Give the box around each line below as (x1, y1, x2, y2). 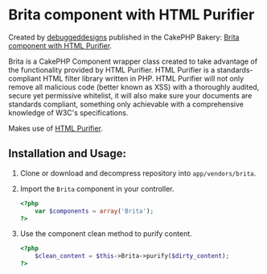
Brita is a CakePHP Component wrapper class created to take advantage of (8, 56, 258, 66)
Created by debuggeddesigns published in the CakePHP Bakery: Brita (8, 32, 240, 42)
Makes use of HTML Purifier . (8, 123, 103, 133)
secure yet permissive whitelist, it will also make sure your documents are (8, 90, 253, 100)
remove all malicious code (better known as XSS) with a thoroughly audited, (8, 82, 260, 92)
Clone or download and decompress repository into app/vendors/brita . (19, 168, 257, 178)
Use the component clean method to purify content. (19, 229, 193, 239)
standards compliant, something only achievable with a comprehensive (8, 99, 244, 109)
